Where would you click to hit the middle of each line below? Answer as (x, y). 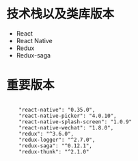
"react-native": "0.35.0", (57, 110)
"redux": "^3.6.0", (46, 134)
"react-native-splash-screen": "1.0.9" (75, 122)
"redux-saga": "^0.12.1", (56, 146)
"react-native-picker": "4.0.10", (68, 116)
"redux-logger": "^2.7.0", (57, 140)
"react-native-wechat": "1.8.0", (66, 127)
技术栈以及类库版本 (60, 14)
